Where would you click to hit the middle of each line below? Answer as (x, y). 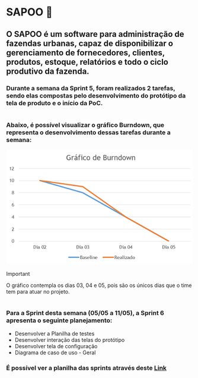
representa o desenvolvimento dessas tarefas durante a (88, 132)
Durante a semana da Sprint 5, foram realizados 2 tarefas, (91, 88)
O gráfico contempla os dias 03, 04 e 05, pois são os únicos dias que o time (99, 285)
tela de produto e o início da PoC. (55, 103)
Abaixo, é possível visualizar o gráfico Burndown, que (85, 125)
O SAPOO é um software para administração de (95, 34)
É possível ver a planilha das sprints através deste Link (87, 368)
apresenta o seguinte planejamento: (59, 320)
